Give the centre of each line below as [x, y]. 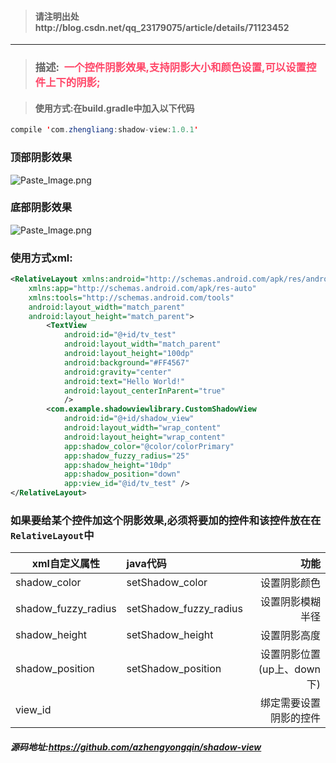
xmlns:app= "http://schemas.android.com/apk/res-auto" [142, 288]
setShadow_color [167, 583]
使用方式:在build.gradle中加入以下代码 [114, 108]
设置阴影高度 [290, 636]
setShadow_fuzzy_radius [185, 609]
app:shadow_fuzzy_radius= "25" [126, 456]
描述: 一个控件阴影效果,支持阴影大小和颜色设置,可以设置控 [175, 68]
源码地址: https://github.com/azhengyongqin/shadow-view [136, 747]
